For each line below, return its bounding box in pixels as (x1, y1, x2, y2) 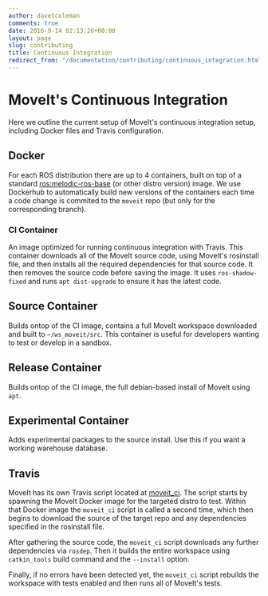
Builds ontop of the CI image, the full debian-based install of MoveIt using (8, 382, 250, 392)
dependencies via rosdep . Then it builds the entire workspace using (8, 546, 230, 556)
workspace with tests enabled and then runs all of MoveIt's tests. (8, 578, 223, 588)
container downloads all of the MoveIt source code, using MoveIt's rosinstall (8, 250, 259, 260)
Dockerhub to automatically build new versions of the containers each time (8, 187, 255, 197)
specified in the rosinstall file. (8, 522, 105, 532)
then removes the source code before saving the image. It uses (8, 267, 217, 277)
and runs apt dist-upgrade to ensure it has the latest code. (27, 276, 222, 286)
